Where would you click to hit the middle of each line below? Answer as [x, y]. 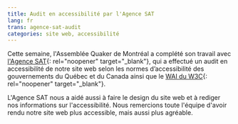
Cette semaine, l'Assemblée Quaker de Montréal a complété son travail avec [119, 54]
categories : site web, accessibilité [63, 34]
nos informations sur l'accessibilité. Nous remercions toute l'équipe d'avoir [117, 105]
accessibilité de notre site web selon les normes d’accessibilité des [106, 69]
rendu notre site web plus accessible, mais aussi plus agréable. [100, 113]
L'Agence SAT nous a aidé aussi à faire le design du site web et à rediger [114, 98]
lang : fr [20, 21]
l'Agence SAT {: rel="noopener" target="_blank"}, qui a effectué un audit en [118, 62]
